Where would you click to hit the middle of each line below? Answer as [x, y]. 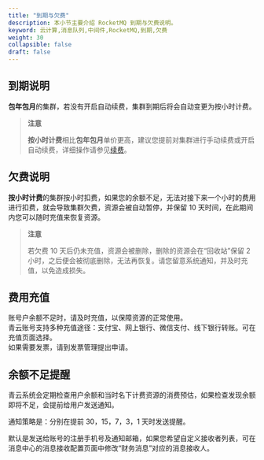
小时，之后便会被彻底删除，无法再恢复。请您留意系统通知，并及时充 [137, 260]
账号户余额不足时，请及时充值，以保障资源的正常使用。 [97, 318]
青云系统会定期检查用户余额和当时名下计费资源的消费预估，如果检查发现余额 [132, 395]
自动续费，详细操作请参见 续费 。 [79, 150]
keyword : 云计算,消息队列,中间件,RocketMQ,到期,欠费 [88, 30]
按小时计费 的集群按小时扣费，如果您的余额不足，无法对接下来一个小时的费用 [132, 197]
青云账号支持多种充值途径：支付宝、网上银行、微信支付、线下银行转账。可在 [132, 328]
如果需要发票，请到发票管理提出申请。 [70, 347]
